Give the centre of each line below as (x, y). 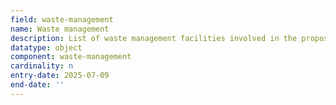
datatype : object (46, 47)
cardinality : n (42, 66)
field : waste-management (62, 19)
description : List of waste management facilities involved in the (154, 38)
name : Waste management (60, 29)
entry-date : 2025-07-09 (60, 76)
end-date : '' (37, 85)
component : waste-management (71, 57)
